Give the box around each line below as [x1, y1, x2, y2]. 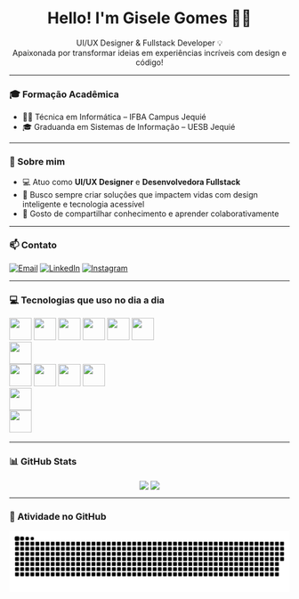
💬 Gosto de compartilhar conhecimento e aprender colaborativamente [21, 208, 279, 219]
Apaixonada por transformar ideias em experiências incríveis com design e [12, 47, 287, 58]
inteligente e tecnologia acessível [21, 198, 145, 209]
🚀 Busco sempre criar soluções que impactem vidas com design [21, 189, 258, 199]
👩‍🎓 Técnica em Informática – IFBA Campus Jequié [21, 111, 206, 123]
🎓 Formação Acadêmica [9, 88, 119, 101]
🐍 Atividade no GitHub [9, 510, 107, 522]
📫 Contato [9, 239, 58, 252]
